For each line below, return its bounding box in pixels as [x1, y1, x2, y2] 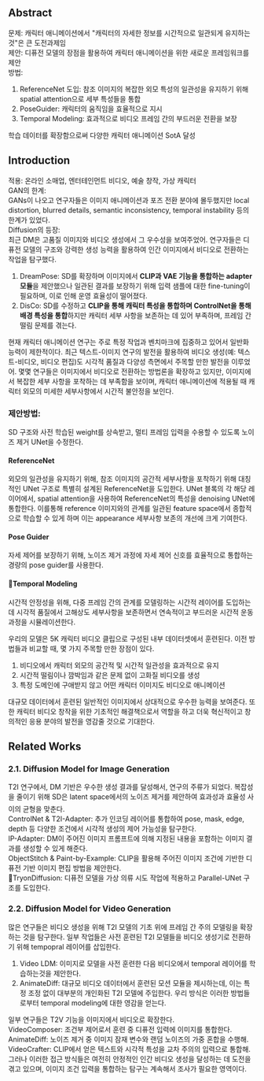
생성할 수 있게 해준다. [22, 844, 88, 853]
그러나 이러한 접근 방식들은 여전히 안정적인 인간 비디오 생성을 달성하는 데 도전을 [8, 1054, 251, 1064]
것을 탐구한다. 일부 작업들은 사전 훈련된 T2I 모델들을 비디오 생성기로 [22, 932, 230, 942]
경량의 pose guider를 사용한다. [8, 561, 104, 570]
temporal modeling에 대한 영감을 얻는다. [40, 998, 167, 1007]
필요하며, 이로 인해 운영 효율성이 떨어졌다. [19, 291, 148, 300]
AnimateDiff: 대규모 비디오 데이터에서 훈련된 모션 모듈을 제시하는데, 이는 [19, 978, 242, 987]
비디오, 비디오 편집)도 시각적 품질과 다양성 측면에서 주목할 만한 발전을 [17, 357, 230, 366]
